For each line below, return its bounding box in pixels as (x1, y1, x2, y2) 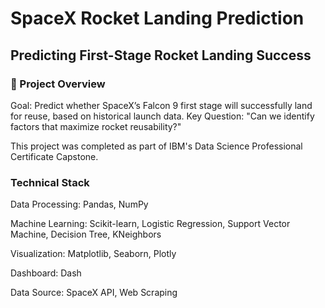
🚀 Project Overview (10, 77, 106, 91)
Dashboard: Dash (10, 267, 82, 279)
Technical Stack (10, 175, 90, 189)
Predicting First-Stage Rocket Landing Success (10, 47, 312, 64)
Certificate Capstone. (10, 150, 99, 162)
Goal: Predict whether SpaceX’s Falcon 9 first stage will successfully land (10, 99, 313, 111)
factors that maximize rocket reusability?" (10, 120, 182, 132)
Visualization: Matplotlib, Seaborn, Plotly (10, 248, 177, 260)
